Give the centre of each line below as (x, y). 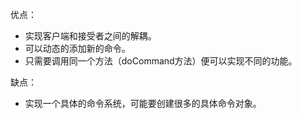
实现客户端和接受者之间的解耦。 (90, 36)
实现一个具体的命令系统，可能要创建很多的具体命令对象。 (143, 103)
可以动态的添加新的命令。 (77, 48)
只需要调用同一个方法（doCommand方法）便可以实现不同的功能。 (161, 61)
